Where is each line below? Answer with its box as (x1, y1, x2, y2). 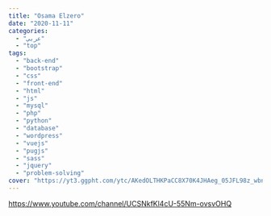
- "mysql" (15, 102, 48, 110)
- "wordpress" (15, 131, 63, 139)
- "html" (15, 86, 45, 95)
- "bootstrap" (15, 64, 63, 73)
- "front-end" (15, 79, 63, 87)
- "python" (15, 117, 52, 125)
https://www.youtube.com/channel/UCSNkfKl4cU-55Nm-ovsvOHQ (8, 198, 232, 208)
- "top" (15, 42, 42, 50)
